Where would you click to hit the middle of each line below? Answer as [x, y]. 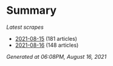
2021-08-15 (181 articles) [46, 38]
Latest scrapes [25, 27]
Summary [31, 10]
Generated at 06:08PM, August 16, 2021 [56, 56]
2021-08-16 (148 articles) [47, 45]
